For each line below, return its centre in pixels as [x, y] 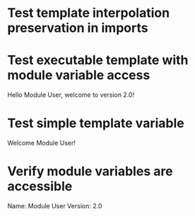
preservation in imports [78, 28]
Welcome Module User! [42, 143]
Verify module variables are [90, 172]
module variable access [79, 75]
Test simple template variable [96, 123]
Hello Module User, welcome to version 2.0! [71, 95]
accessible [40, 187]
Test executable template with [98, 60]
